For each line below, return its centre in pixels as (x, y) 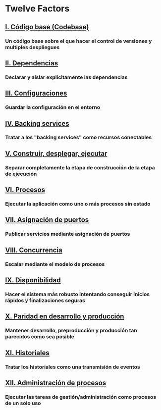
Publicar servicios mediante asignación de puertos (68, 234)
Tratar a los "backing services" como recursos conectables (79, 138)
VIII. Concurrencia (34, 250)
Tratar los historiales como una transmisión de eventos (73, 367)
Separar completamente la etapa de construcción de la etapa (80, 167)
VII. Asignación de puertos (47, 220)
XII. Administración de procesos (56, 383)
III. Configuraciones (36, 93)
